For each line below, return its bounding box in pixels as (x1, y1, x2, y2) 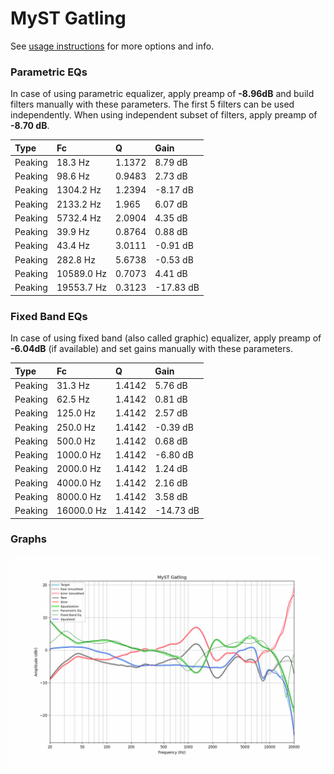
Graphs (10, 532, 47, 546)
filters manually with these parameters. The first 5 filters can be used (10, 98, 295, 111)
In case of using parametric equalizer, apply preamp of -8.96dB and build (10, 88, 315, 100)
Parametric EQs (10, 65, 88, 79)
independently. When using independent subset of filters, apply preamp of (10, 109, 318, 121)
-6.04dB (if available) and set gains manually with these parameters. (10, 343, 293, 355)
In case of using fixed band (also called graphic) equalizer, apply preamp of (10, 332, 322, 344)
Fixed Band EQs (10, 309, 88, 323)
